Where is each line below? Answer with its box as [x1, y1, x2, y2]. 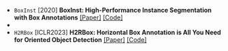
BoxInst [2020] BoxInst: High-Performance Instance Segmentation [13, 6, 212, 14]
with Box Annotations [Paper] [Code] [13, 13, 124, 22]
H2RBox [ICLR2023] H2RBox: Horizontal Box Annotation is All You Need [13, 28, 222, 36]
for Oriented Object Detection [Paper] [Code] [13, 36, 147, 44]
